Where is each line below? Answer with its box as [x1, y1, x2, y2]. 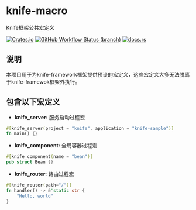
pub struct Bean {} [6, 159, 54, 165]
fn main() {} [6, 130, 38, 137]
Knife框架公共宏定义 [6, 24, 55, 31]
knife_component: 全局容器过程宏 [14, 142, 98, 149]
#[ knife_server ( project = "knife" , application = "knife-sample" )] [6, 125, 174, 131]
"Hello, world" [16, 193, 54, 199]
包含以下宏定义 [6, 97, 60, 107]
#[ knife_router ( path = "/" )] [6, 183, 72, 188]
